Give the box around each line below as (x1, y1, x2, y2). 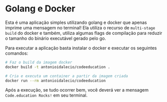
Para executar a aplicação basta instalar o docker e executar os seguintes (5, 45, 157, 51)
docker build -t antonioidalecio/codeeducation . (5, 64, 111, 70)
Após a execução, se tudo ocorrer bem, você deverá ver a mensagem (5, 87, 149, 93)
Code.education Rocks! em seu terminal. (5, 93, 88, 99)
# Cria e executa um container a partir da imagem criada (5, 73, 128, 79)
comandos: (5, 50, 28, 56)
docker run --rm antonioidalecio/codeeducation (5, 78, 106, 83)
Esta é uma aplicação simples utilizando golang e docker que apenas (5, 19, 147, 25)
